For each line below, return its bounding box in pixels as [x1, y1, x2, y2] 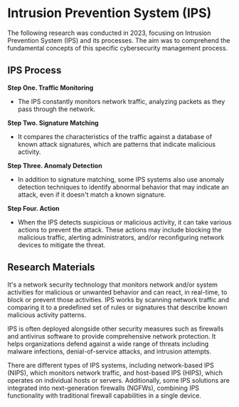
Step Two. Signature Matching [7, 118, 99, 127]
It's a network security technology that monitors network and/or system [7, 280, 218, 289]
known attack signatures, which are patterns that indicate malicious [17, 140, 216, 148]
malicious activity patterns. [7, 310, 87, 319]
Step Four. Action [7, 204, 60, 212]
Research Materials [7, 262, 95, 274]
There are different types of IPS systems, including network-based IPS [7, 361, 215, 369]
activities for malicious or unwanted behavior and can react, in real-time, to [7, 287, 228, 297]
